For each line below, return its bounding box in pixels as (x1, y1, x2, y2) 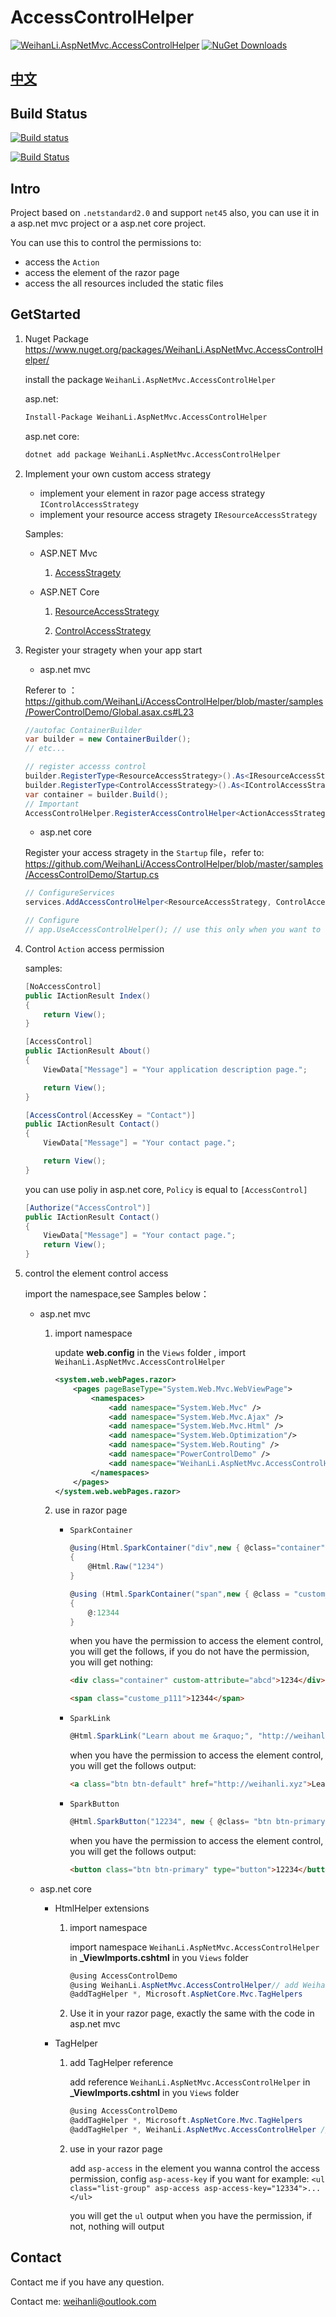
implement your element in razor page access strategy (39, 487, 266, 499)
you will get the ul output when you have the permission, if (69, 2209, 313, 2221)
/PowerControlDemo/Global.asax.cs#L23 (24, 706, 195, 718)
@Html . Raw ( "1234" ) (87, 1562, 165, 1572)
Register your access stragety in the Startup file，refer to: (24, 847, 265, 859)
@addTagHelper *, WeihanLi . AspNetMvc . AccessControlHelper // (69, 2125, 330, 2135)
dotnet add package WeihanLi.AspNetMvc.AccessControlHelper (24, 449, 281, 460)
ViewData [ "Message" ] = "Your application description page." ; (43, 1064, 308, 1075)
